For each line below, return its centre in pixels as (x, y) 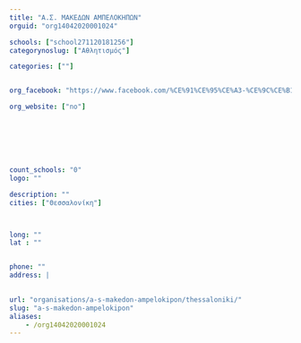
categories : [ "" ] (42, 67)
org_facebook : (36, 90)
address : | (30, 275)
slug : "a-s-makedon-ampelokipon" (72, 308)
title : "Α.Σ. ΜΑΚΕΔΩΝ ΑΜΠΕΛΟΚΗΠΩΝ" (76, 17)
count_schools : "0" (46, 170)
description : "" (39, 194)
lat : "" (26, 243)
